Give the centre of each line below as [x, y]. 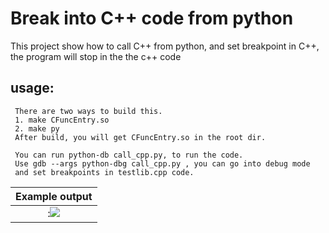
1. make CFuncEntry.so [62, 120]
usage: [32, 88]
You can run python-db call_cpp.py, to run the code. [129, 155]
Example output [54, 196]
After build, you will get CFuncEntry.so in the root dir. [140, 137]
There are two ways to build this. [88, 111]
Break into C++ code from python [152, 18]
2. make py [37, 128]
